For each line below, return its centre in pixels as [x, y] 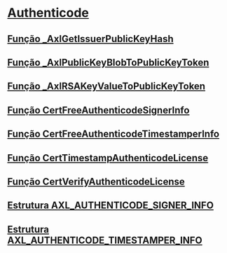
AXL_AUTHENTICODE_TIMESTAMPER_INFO [105, 240]
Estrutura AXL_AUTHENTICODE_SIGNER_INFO [110, 206]
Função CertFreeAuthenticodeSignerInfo [98, 110]
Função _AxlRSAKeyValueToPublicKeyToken [106, 87]
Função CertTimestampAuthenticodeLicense [108, 158]
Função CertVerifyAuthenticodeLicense [96, 181]
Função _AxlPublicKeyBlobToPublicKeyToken [108, 62]
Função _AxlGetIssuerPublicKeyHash [90, 39]
